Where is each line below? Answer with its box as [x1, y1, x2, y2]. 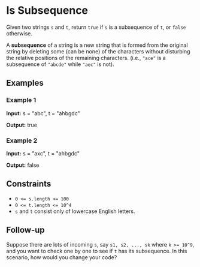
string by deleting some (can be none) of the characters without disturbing [6, 47, 190, 55]
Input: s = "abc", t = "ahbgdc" [6, 109, 80, 117]
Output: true [6, 121, 38, 128]
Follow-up [6, 225, 45, 235]
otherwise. [6, 29, 33, 37]
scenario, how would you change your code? [6, 253, 117, 261]
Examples [6, 78, 44, 88]
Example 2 [6, 136, 38, 145]
